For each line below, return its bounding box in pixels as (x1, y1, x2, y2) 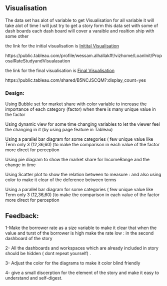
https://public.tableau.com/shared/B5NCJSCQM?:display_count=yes (5, 77, 146, 83)
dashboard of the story (5, 235, 52, 241)
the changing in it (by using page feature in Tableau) (5, 127, 113, 133)
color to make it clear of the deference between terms (5, 177, 116, 183)
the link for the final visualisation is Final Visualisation (5, 67, 115, 73)
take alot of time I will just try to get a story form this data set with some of (5, 22, 158, 28)
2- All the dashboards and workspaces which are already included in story (5, 245, 159, 251)
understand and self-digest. (5, 275, 62, 281)
